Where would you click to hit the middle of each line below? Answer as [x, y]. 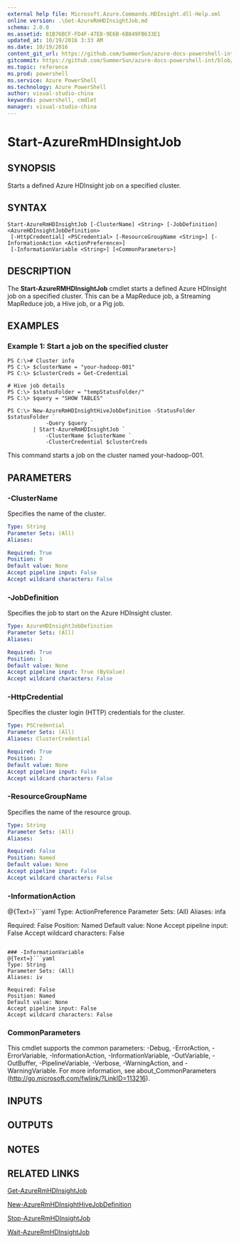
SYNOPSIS [32, 168]
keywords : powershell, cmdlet [52, 101]
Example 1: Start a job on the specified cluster [88, 346]
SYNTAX [27, 208]
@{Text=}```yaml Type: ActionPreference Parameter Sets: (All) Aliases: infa [117, 912]
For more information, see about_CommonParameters [138, 1071]
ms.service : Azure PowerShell [52, 80]
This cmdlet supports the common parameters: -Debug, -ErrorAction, [109, 1048]
